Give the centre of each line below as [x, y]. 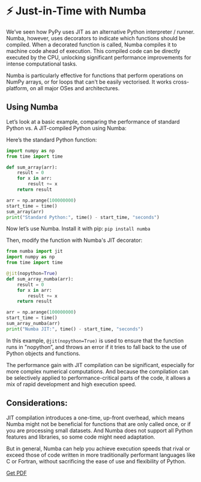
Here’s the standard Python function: [52, 140]
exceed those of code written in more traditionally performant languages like [101, 455]
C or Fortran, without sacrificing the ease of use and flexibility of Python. [96, 461]
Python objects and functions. [43, 353]
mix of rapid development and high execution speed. [71, 384]
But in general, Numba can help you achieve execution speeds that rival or [98, 448]
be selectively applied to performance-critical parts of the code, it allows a [98, 378]
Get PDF [16, 473]
